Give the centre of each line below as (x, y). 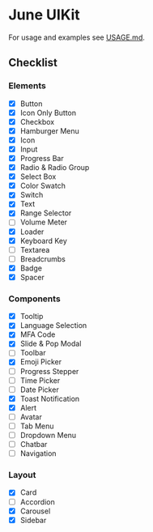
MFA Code (38, 334)
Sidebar (33, 520)
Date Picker (39, 389)
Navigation (38, 453)
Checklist (33, 63)
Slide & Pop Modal (51, 344)
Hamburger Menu (49, 130)
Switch (32, 195)
